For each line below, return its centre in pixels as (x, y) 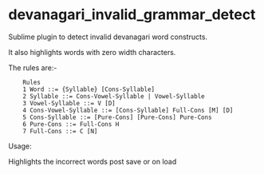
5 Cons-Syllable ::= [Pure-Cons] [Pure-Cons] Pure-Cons (118, 117)
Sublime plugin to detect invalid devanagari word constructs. (108, 37)
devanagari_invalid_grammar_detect (132, 15)
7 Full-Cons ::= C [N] (60, 131)
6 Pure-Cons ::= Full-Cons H (71, 124)
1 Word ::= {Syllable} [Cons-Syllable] (89, 89)
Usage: (20, 146)
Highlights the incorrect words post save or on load (93, 161)
